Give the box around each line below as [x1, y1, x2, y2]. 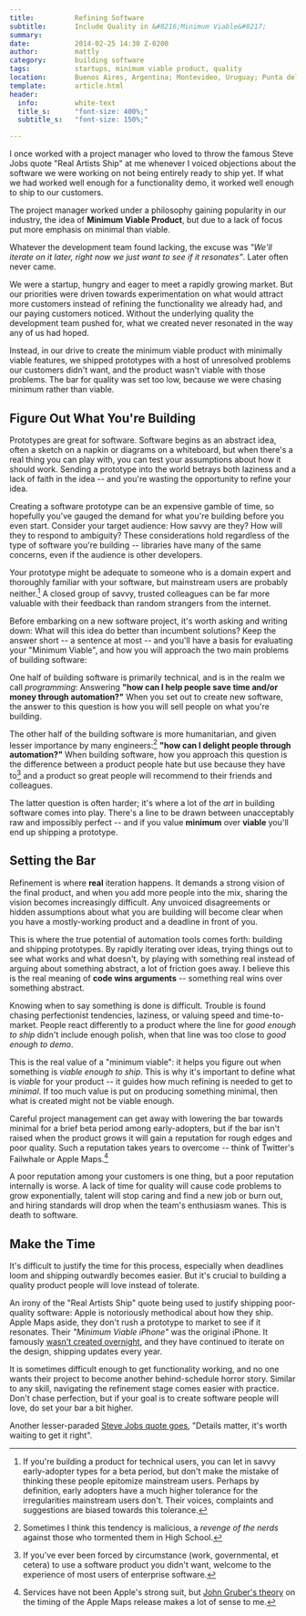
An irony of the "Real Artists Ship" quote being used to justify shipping [9, 1297, 273, 1308]
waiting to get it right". [9, 1430, 93, 1441]
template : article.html [9, 81, 125, 90]
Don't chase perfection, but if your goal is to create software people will [9, 1393, 280, 1404]
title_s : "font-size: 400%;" [17, 107, 148, 116]
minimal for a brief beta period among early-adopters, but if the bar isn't [9, 1122, 280, 1133]
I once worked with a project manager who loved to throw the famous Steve [9, 148, 294, 160]
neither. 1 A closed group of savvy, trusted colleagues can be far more [9, 586, 270, 599]
